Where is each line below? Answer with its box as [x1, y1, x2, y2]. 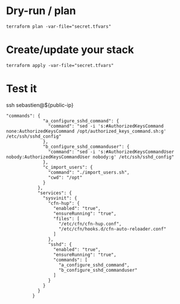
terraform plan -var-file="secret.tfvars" [6, 24, 111, 29]
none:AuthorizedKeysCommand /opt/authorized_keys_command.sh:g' [6, 128, 167, 134]
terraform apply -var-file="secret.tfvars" [6, 62, 114, 68]
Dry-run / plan [6, 4, 76, 18]
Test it [6, 82, 37, 95]
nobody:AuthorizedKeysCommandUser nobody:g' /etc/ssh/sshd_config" [6, 154, 175, 160]
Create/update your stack [6, 43, 134, 56]
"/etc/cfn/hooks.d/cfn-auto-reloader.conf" [58, 226, 167, 232]
